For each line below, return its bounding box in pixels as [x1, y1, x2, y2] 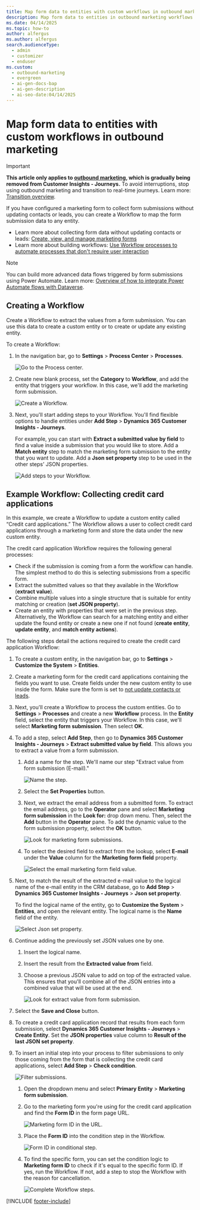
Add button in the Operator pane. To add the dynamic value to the [23, 818, 186, 825]
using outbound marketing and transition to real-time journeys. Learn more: [6, 186, 191, 194]
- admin [11, 48, 31, 54]
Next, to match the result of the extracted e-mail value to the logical [14, 877, 181, 884]
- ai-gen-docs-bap [11, 81, 58, 87]
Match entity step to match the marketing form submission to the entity [14, 448, 191, 455]
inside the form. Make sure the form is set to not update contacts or [14, 686, 181, 693]
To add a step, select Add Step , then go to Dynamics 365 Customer [14, 734, 183, 741]
